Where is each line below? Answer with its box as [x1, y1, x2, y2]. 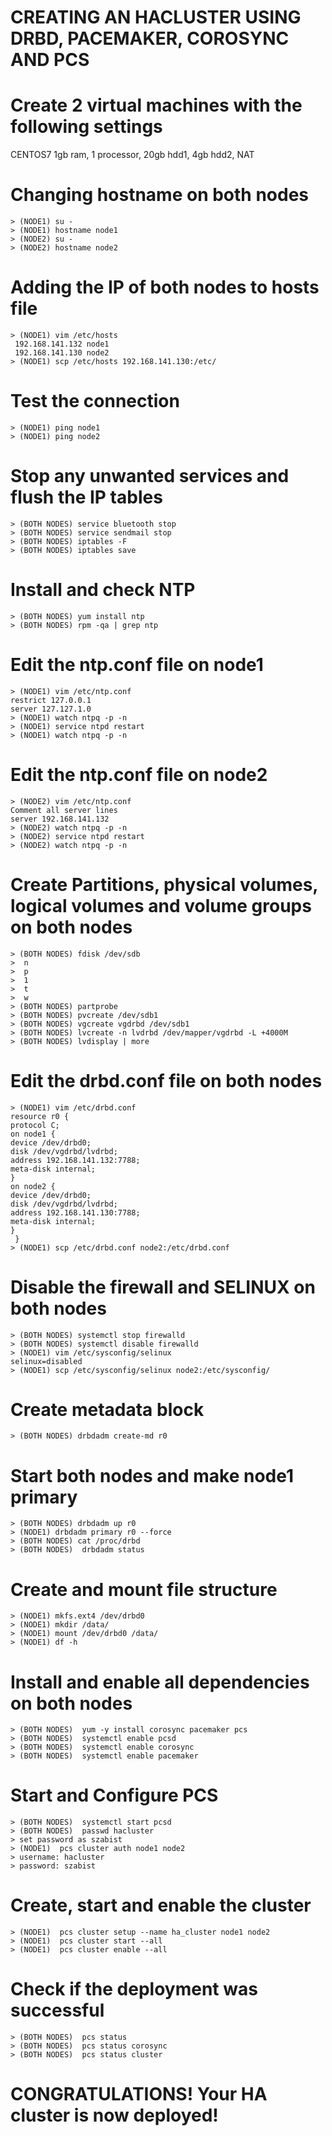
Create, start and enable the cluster [10, 1894, 312, 1917]
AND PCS [10, 49, 90, 71]
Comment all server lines [10, 805, 118, 815]
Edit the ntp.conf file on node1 [10, 654, 264, 676]
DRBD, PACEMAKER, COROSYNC [10, 27, 290, 50]
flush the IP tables [10, 486, 163, 509]
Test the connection [10, 390, 180, 413]
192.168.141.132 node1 [14, 339, 110, 349]
